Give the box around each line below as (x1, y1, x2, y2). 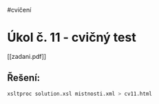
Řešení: (7, 72, 41, 84)
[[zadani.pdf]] (7, 52, 47, 60)
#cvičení (7, 6, 32, 14)
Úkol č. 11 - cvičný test (7, 30, 136, 45)
